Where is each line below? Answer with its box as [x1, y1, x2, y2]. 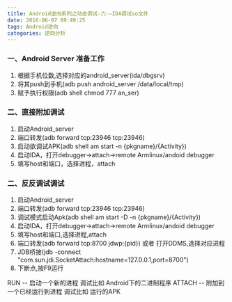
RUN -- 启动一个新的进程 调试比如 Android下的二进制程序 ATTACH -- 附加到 [7, 279, 225, 287]
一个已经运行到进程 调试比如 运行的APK [7, 287, 121, 296]
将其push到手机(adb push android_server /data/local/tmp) [17, 79, 185, 88]
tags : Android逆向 [7, 23, 59, 30]
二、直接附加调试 [7, 107, 65, 117]
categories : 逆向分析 [7, 29, 66, 37]
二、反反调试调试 [7, 178, 65, 188]
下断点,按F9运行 [17, 264, 64, 272]
